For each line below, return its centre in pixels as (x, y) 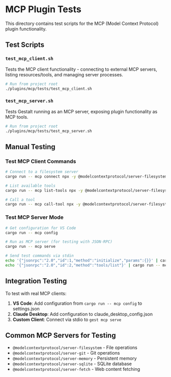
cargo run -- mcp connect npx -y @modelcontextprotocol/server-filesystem (86, 177)
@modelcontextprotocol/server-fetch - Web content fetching (76, 369)
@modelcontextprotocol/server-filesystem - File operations (75, 347)
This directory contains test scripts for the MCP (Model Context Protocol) (82, 23)
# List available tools (31, 186)
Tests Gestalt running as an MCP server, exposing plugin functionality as (81, 111)
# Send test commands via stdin (39, 256)
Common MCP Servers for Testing (61, 335)
